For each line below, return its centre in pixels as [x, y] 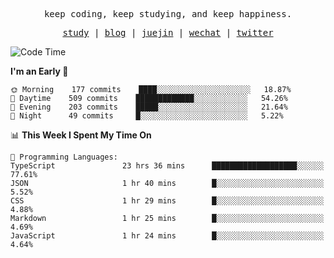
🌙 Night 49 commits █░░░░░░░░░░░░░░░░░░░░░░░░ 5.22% [147, 116]
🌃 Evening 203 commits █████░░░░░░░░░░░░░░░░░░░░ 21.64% [149, 107]
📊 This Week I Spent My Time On [81, 135]
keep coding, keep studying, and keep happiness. [168, 14]
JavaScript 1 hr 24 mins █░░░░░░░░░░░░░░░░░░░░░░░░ [167, 236]
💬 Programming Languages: [64, 157]
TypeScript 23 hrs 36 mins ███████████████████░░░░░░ [167, 166]
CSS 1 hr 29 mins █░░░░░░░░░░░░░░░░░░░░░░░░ [167, 201]
